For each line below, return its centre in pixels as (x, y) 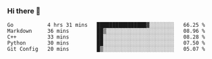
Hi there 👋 (24, 11)
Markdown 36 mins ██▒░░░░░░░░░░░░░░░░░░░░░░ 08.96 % (106, 31)
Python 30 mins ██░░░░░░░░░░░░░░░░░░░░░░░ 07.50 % (106, 43)
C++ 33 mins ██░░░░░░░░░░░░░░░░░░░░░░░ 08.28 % (106, 37)
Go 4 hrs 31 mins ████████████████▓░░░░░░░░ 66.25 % (106, 25)
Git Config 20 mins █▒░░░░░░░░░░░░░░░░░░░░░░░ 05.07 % (106, 49)
